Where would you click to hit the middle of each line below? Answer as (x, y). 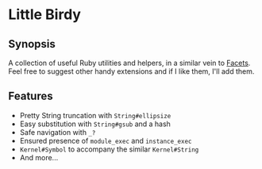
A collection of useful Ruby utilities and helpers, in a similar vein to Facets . (129, 63)
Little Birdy (45, 15)
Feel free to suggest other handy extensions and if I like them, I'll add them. (131, 71)
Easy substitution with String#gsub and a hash (95, 124)
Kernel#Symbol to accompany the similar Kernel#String (109, 149)
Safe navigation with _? (58, 132)
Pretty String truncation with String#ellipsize (95, 115)
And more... (39, 157)
